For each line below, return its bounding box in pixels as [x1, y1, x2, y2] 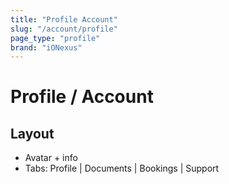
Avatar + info [24, 152, 78, 164]
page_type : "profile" [10, 33, 101, 43]
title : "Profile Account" [10, 14, 118, 25]
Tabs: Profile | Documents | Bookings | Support [24, 162, 220, 175]
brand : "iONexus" [10, 42, 83, 53]
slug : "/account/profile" [10, 24, 118, 34]
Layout [10, 125, 55, 142]
